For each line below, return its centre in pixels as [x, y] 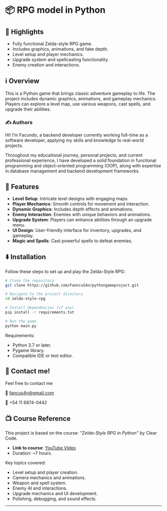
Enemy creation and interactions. [46, 65]
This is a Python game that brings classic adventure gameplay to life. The [80, 93]
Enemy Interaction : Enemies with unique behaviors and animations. [82, 214]
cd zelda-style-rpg [25, 299]
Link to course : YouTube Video [44, 448]
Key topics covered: [26, 463]
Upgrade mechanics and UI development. [55, 494]
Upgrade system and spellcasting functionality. [61, 60]
